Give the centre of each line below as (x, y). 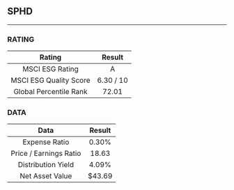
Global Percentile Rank (51, 92)
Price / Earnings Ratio (46, 154)
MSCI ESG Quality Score (50, 81)
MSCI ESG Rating (50, 69)
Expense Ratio (46, 142)
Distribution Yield (46, 165)
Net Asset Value (46, 176)
